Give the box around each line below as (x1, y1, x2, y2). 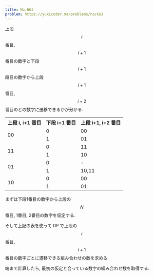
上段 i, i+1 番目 (7, 119, 41, 126)
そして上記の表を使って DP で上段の (5, 222, 77, 228)
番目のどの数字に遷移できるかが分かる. (5, 106, 83, 112)
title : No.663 (5, 7, 34, 12)
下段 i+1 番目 (46, 119, 77, 126)
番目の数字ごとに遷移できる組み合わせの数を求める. (5, 255, 109, 261)
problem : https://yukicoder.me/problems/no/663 (5, 12, 104, 17)
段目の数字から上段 (5, 74, 44, 80)
